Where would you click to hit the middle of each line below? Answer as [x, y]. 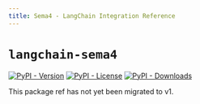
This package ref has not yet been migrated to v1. [91, 91]
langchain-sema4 [63, 54]
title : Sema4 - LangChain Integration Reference [92, 16]
